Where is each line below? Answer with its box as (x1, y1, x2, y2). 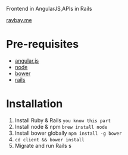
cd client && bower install (14, 137, 85, 142)
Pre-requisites (6, 38, 79, 51)
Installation (6, 97, 63, 111)
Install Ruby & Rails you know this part (14, 116, 111, 124)
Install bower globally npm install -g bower (14, 129, 122, 137)
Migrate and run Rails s (14, 142, 71, 149)
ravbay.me (6, 17, 32, 23)
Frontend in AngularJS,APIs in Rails (6, 5, 92, 12)
